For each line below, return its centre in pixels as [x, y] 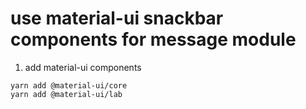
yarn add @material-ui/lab [66, 94]
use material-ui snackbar [117, 18]
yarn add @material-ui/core [69, 85]
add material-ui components [83, 67]
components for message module [153, 39]
